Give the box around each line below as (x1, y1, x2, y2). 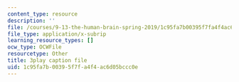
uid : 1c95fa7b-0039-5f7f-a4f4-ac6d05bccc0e (7, 63, 139, 71)
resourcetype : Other (7, 51, 69, 58)
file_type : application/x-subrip (7, 30, 107, 38)
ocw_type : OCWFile (7, 43, 62, 51)
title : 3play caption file (7, 57, 87, 64)
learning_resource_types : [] (7, 37, 94, 44)
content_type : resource (7, 10, 78, 18)
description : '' (7, 17, 55, 24)
